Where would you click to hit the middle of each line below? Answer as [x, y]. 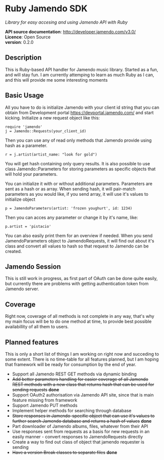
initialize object [20, 199]
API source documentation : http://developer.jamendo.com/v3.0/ [70, 31]
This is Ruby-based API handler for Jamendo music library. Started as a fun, [82, 69]
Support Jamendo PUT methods [45, 405]
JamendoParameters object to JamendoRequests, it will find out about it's [80, 241]
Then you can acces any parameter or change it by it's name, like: [72, 217]
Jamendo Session [33, 266]
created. [13, 251]
